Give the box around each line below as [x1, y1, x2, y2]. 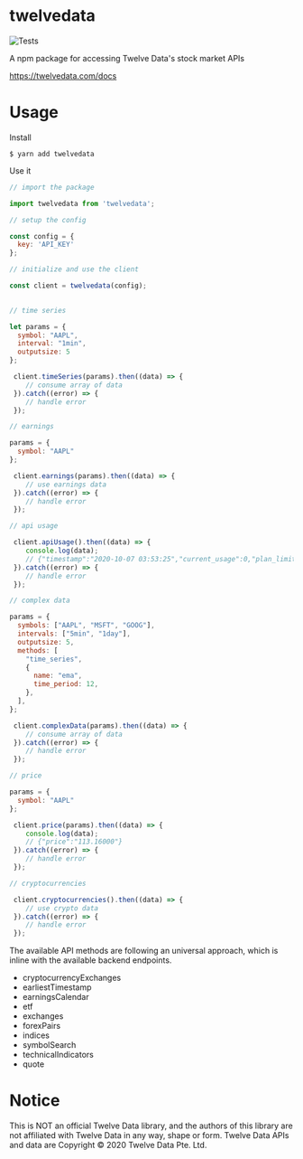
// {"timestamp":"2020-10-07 [25, 554, 135, 563]
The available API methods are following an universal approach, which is [9, 946, 279, 956]
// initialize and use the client [9, 265, 140, 274]
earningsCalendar [22, 992, 89, 1003]
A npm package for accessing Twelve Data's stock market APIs [9, 52, 245, 63]
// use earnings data [25, 480, 106, 489]
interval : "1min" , [17, 339, 87, 348]
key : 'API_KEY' [17, 240, 75, 250]
